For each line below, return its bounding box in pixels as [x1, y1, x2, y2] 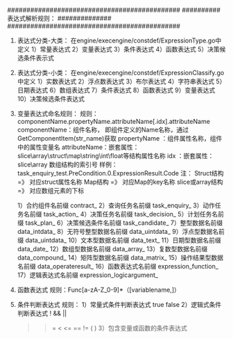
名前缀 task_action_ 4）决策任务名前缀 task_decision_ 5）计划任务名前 [23, 210, 224, 218]
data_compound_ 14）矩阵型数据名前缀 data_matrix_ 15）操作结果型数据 [17, 253, 224, 262]
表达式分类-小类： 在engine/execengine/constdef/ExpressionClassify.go [17, 69, 225, 77]
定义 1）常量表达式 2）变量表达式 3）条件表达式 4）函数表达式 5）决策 [17, 45, 220, 53]
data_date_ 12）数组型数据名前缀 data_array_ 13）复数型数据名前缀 [17, 245, 208, 253]
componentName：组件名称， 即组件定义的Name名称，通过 [17, 125, 189, 134]
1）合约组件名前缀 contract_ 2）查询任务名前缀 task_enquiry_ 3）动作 [17, 201, 216, 210]
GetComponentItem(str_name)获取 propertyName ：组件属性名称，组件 [17, 134, 223, 142]
